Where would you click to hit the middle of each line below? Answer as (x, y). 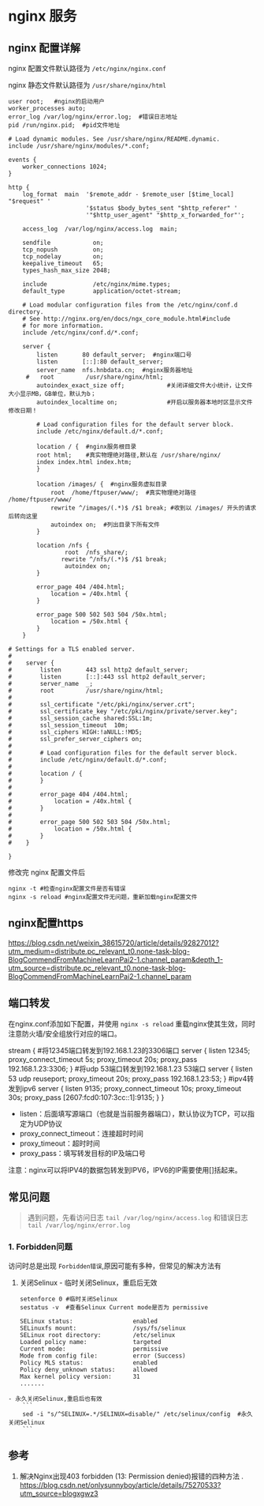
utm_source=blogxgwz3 (59, 1493)
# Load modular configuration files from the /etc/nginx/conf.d (130, 305)
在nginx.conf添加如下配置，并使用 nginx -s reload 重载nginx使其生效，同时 (132, 1023)
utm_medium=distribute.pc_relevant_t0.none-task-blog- (99, 951)
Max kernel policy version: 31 (80, 1376)
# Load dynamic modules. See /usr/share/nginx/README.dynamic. (114, 139)
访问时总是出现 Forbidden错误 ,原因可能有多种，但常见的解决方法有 (115, 1266)
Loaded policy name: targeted (90, 1342)
